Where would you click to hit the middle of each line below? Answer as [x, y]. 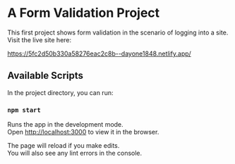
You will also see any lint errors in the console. [75, 153]
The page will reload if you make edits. [64, 146]
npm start [24, 110]
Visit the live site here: [40, 39]
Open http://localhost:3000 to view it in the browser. [83, 132]
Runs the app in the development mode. [65, 125]
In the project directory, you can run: [60, 92]
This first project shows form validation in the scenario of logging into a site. [118, 32]
